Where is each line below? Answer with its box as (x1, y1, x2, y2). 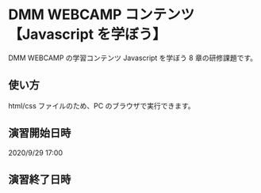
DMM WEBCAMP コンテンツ (8, 6, 195, 24)
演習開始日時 (8, 127, 71, 140)
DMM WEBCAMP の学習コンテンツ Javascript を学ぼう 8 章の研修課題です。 (8, 53, 258, 62)
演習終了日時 (8, 172, 71, 186)
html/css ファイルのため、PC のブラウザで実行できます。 (8, 100, 195, 110)
